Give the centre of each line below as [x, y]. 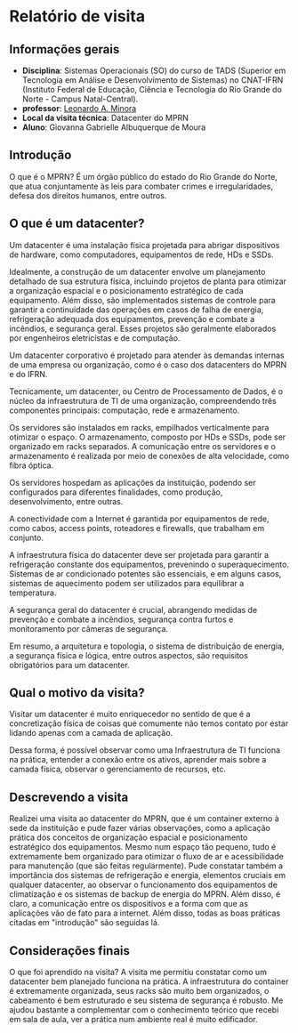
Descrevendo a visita [69, 797]
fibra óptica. [32, 465]
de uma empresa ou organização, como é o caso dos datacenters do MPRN [148, 364]
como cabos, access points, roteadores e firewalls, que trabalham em [137, 528]
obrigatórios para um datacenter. [70, 665]
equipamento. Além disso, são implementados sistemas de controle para [142, 300]
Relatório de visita [77, 16]
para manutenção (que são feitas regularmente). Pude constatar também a [146, 866]
